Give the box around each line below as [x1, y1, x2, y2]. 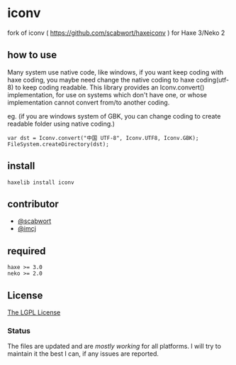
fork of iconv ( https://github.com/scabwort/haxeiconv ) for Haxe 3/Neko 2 [7, 28, 225, 37]
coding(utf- [196, 75, 229, 84]
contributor [7, 197, 59, 210]
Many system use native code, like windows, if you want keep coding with [7, 67, 224, 76]
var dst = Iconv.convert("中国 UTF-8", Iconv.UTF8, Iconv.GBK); [7, 134, 199, 141]
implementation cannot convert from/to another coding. [7, 98, 170, 107]
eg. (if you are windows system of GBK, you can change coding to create [7, 111, 221, 120]
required [7, 245, 46, 257]
